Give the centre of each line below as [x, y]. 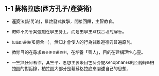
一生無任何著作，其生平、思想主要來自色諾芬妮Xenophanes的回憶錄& [81, 62]
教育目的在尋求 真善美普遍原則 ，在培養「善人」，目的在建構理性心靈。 [79, 52]
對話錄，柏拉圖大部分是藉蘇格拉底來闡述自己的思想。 [78, 68]
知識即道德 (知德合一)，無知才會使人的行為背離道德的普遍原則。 [73, 42]
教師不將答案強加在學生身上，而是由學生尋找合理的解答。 [69, 31]
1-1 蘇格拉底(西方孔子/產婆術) [48, 9]
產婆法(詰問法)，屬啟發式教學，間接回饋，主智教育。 [64, 21]
